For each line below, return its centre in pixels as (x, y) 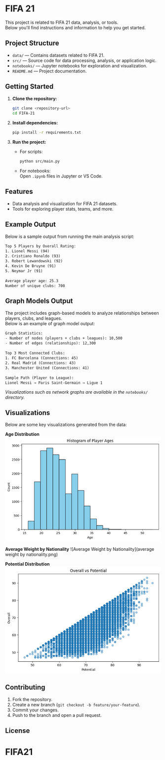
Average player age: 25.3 (32, 281)
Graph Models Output (39, 301)
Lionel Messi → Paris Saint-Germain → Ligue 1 (54, 383)
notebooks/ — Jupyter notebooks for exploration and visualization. (80, 65)
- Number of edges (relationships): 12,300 (51, 343)
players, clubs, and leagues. (34, 318)
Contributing (25, 687)
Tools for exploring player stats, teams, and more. (63, 209)
